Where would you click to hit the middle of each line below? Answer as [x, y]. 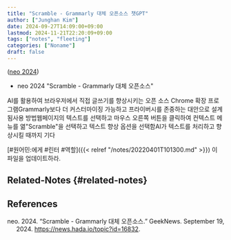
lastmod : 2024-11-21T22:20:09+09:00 [60, 33]
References [32, 204]
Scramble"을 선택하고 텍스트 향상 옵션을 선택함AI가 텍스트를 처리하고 [122, 126]
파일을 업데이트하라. [34, 158]
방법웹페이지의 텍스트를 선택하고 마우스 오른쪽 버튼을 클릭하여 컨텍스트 [120, 117]
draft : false [26, 52]
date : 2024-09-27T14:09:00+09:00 [55, 26]
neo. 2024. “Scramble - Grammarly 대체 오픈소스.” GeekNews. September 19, [116, 221]
